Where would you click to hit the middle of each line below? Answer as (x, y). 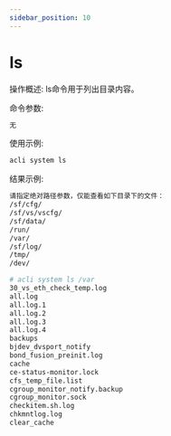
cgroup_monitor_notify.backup (66, 389)
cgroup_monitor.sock (48, 398)
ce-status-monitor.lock (54, 372)
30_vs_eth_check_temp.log (58, 289)
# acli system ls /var (52, 280)
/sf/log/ (26, 246)
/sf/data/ (28, 221)
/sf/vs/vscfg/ (36, 213)
